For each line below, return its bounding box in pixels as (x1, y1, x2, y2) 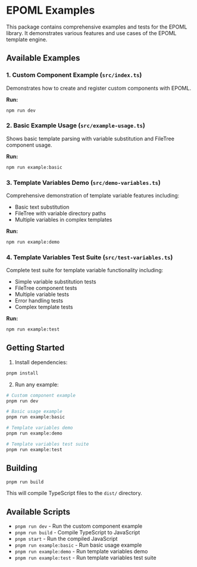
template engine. (6, 36, 48, 43)
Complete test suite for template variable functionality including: (6, 267, 164, 274)
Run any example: (14, 381, 59, 388)
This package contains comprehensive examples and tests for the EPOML (6, 23, 187, 30)
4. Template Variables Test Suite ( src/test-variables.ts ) (6, 253, 173, 262)
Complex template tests (14, 304, 73, 311)
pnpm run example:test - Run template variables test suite (14, 554, 157, 562)
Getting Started (6, 343, 65, 353)
